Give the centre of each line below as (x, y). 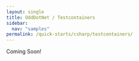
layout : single (25, 12)
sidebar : (17, 23)
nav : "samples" (31, 29)
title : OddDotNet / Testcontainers (51, 18)
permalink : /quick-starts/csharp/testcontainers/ (70, 34)
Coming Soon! (24, 51)
